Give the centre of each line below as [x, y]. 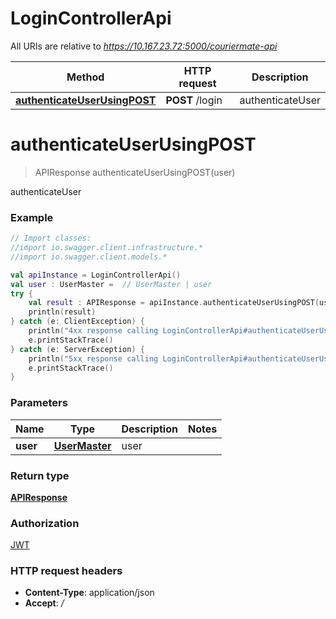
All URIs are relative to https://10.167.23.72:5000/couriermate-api [144, 46]
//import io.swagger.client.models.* [89, 257]
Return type [40, 475]
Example [32, 217]
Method [85, 77]
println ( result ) [62, 312]
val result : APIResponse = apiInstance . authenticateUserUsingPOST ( [174, 303]
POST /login [194, 100]
